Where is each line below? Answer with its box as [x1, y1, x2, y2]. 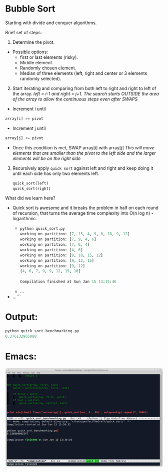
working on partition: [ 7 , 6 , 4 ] [19, 242, 90, 247]
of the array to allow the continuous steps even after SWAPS [12, 96, 138, 102]
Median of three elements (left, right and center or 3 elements [19, 70, 147, 76]
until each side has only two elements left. [12, 170, 99, 176]
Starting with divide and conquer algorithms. [5, 20, 97, 26]
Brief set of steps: [5, 29, 42, 35]
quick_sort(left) [12, 180, 49, 186]
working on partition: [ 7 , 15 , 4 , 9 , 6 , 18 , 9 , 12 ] [19, 232, 130, 237]
